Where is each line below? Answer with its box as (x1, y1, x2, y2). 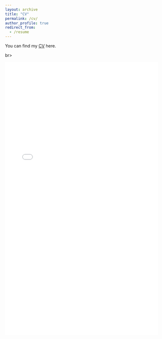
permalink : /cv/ (5, 16, 38, 21)
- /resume (9, 30, 29, 34)
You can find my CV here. (5, 43, 56, 48)
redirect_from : (5, 25, 36, 30)
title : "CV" (5, 12, 29, 16)
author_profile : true (5, 20, 49, 26)
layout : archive (5, 7, 38, 12)
